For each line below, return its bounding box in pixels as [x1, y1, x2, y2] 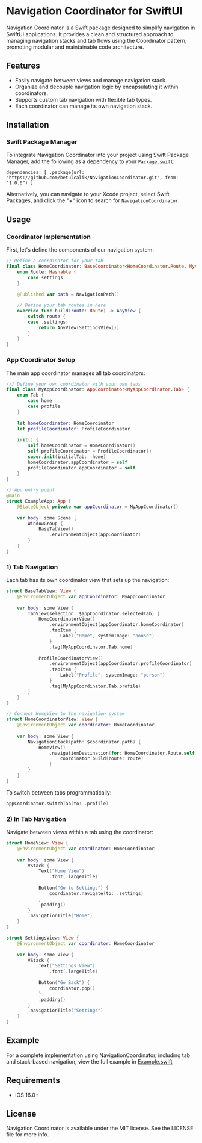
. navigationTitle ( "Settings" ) [28, 1008, 103, 1014]
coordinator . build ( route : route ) [60, 755, 144, 762]
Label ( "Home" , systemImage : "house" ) [60, 633, 155, 639]
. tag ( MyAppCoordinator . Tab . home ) [49, 644, 133, 650]
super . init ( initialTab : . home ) [28, 453, 106, 460]
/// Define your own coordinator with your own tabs [6, 381, 141, 387]
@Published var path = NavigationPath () [17, 291, 120, 297]
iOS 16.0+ [14, 1091, 39, 1098]
